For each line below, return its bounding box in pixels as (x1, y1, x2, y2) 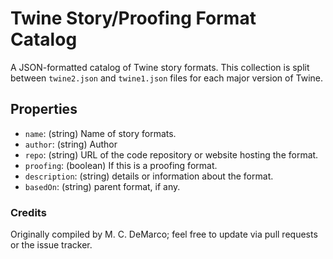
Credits (10, 205, 47, 219)
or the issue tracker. (10, 239, 93, 251)
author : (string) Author (24, 138, 118, 150)
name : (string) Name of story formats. (24, 127, 177, 139)
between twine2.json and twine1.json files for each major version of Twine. (10, 72, 324, 84)
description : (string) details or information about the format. (24, 170, 274, 182)
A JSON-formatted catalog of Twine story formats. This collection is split (10, 61, 310, 73)
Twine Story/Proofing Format (10, 7, 257, 30)
